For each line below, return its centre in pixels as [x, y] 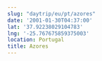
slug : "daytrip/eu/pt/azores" [52, 14]
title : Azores [28, 46]
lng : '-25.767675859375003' [49, 33]
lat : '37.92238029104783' [45, 27]
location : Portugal [36, 40]
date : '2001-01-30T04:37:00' [50, 20]
